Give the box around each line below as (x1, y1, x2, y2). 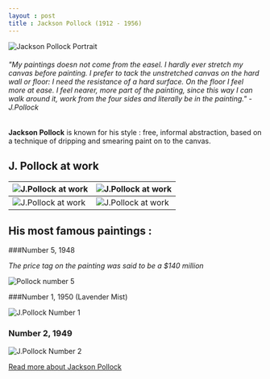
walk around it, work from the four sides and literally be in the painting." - (8, 94, 252, 104)
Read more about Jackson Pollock (8, 361, 123, 371)
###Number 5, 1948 (8, 245, 75, 255)
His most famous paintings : (8, 224, 152, 237)
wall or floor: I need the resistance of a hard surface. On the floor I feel (8, 77, 244, 87)
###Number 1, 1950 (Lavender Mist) (8, 292, 128, 302)
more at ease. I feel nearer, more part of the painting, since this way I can (8, 85, 253, 95)
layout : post (8, 11, 56, 20)
